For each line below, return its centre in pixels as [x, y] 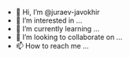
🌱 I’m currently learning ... [58, 29]
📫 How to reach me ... [52, 46]
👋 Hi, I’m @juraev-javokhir [58, 12]
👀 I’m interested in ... [49, 20]
